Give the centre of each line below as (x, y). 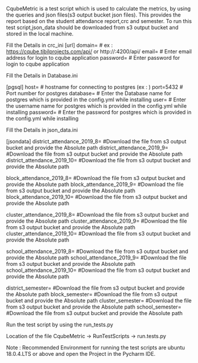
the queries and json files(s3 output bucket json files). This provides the (94, 15)
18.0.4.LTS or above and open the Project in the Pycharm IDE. (81, 354)
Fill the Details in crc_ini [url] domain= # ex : (60, 45)
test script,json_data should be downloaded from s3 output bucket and (92, 27)
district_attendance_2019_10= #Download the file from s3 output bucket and (98, 160)
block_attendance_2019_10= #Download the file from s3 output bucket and (97, 197)
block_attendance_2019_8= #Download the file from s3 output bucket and (96, 178)
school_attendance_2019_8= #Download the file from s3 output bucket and (97, 251)
